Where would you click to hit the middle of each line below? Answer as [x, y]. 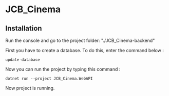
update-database [23, 60]
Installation [24, 28]
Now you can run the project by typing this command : [63, 69]
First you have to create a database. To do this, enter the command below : [85, 50]
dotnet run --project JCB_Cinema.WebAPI [49, 79]
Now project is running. [30, 88]
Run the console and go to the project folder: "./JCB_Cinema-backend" [80, 40]
